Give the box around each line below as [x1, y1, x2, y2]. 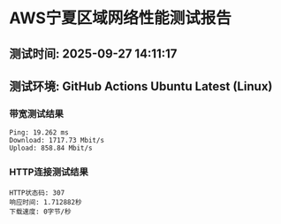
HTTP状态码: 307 [9, 188, 65, 197]
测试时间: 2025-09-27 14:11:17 [9, 46, 178, 61]
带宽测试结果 [9, 107, 65, 120]
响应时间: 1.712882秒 [9, 197, 82, 206]
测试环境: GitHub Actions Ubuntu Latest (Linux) [9, 79, 273, 94]
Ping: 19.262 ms [9, 128, 69, 137]
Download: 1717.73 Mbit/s [9, 136, 104, 145]
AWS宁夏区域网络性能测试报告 [9, 8, 232, 28]
